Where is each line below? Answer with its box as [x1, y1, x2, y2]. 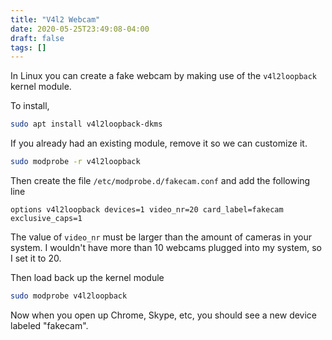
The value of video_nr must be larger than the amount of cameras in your [10, 231, 312, 243]
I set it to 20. [10, 252, 62, 264]
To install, [10, 100, 50, 112]
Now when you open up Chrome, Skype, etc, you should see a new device [10, 309, 318, 321]
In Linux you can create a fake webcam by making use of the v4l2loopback [10, 70, 318, 82]
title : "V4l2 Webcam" [10, 14, 101, 25]
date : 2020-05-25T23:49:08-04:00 [10, 24, 150, 34]
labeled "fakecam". [10, 319, 89, 331]
